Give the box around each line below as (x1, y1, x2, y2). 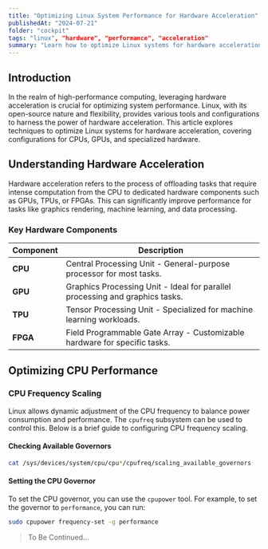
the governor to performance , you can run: (8, 503, 146, 512)
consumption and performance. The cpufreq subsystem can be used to (8, 414, 243, 424)
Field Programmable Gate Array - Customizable (65, 327, 245, 338)
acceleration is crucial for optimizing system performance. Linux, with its (8, 101, 247, 110)
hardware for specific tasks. (65, 337, 171, 348)
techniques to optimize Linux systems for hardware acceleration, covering (8, 125, 252, 136)
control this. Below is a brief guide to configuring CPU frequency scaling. (8, 423, 249, 432)
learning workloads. (65, 314, 140, 326)
